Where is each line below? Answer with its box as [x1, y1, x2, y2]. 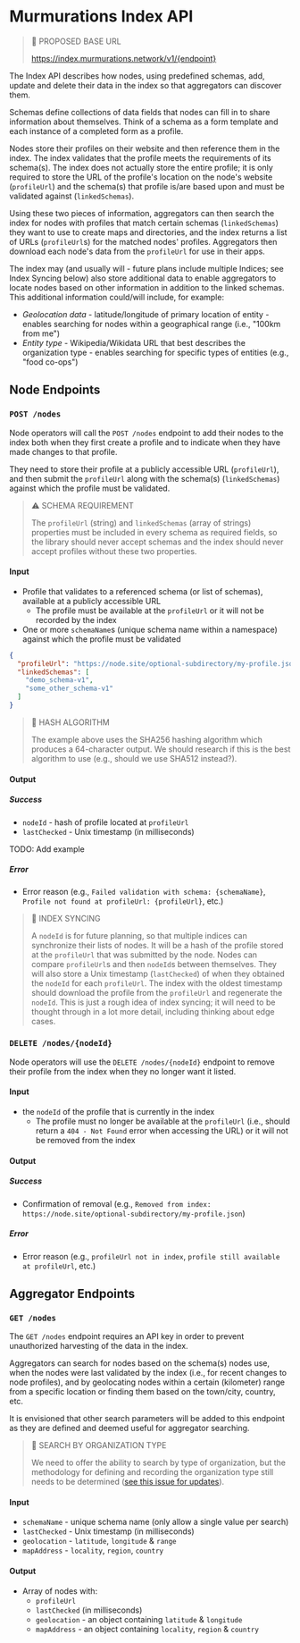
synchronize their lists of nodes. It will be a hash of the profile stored [30, 940, 284, 951]
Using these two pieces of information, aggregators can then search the [9, 207, 275, 218]
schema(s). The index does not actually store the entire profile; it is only [9, 162, 274, 173]
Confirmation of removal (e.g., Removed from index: [21, 1198, 212, 1209]
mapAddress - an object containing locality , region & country [35, 1623, 259, 1634]
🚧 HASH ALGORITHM [30, 717, 110, 728]
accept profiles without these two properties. [30, 545, 197, 556]
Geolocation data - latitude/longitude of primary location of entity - [21, 308, 270, 319]
